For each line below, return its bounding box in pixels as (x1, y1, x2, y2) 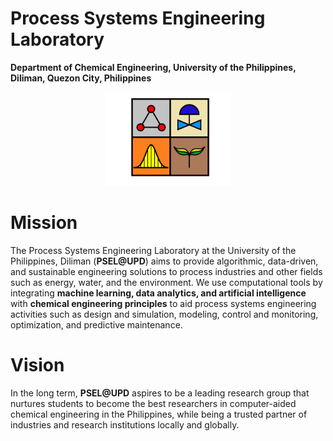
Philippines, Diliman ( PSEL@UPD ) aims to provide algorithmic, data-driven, (10, 255, 319, 267)
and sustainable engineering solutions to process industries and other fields (10, 265, 323, 277)
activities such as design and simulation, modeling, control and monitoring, (10, 308, 319, 320)
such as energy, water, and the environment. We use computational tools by (10, 276, 323, 288)
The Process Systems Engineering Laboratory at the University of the (10, 244, 297, 256)
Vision (10, 354, 65, 377)
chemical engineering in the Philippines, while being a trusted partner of (10, 408, 308, 420)
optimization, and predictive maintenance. (10, 318, 183, 331)
